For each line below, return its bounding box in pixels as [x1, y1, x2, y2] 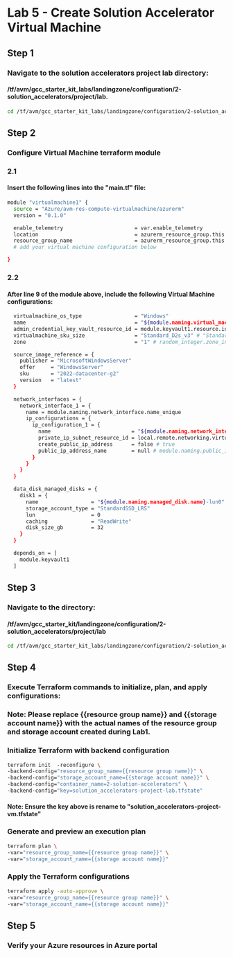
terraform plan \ [7, 843, 58, 850]
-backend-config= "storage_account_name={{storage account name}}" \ [7, 775, 209, 782]
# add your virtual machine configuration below [13, 244, 157, 251]
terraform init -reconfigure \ [7, 761, 101, 768]
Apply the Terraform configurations [7, 872, 130, 881]
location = [13, 231, 138, 238]
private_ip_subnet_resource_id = [37, 435, 135, 442]
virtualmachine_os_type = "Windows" [13, 313, 169, 320]
